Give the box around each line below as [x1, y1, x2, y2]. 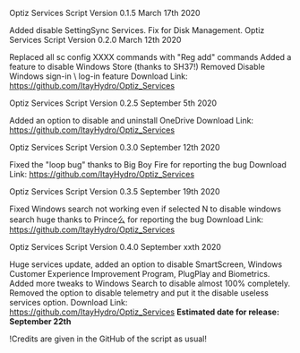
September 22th [9, 316, 72, 326]
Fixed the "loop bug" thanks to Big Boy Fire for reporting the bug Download [9, 159, 287, 169]
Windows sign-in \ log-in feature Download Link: [9, 71, 188, 82]
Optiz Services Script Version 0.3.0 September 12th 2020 [9, 142, 221, 152]
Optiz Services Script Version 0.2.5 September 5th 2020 [9, 98, 218, 108]
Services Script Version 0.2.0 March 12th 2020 [9, 35, 182, 45]
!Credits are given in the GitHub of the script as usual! [9, 333, 208, 344]
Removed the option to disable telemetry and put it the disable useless [9, 288, 269, 298]
